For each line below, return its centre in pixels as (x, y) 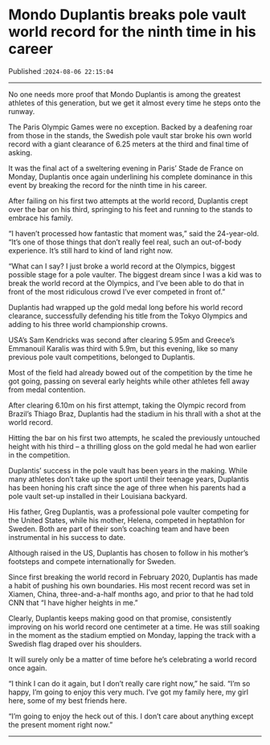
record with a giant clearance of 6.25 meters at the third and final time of (129, 144)
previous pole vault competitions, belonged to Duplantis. (102, 357)
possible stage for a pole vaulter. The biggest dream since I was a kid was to (135, 274)
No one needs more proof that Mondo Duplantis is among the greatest (125, 94)
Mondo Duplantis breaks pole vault (127, 15)
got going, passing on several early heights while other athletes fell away (129, 381)
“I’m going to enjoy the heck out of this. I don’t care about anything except (131, 716)
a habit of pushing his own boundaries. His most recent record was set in (129, 585)
